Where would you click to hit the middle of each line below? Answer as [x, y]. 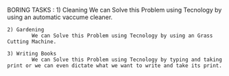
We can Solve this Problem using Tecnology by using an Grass [122, 36]
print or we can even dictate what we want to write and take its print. [115, 66]
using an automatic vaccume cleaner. [60, 17]
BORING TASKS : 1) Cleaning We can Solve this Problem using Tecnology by [114, 10]
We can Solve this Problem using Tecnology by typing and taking [127, 60]
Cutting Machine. [32, 42]
